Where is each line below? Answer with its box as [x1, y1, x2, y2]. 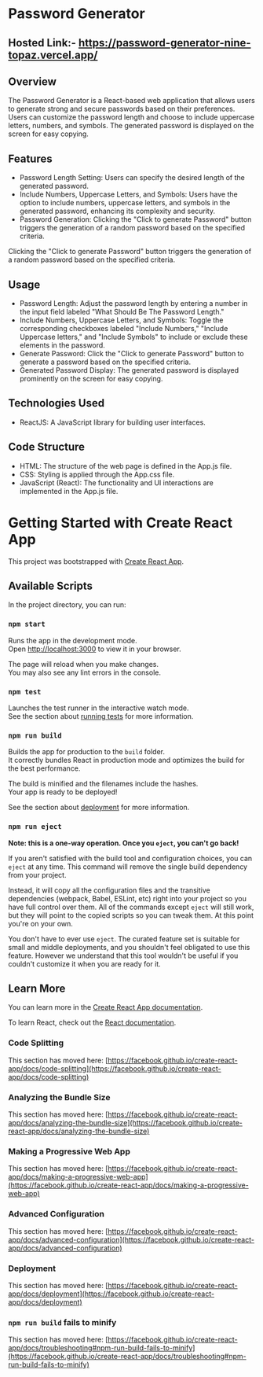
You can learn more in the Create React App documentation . [8, 1003, 203, 1012]
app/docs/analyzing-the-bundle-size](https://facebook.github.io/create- [8, 1117, 243, 1127]
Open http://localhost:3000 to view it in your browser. [8, 644, 182, 654]
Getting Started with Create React [8, 514, 233, 532]
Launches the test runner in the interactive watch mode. [8, 703, 190, 712]
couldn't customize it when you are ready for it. [8, 959, 161, 968]
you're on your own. [8, 919, 73, 928]
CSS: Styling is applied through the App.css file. [19, 469, 175, 479]
